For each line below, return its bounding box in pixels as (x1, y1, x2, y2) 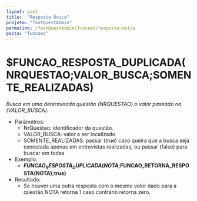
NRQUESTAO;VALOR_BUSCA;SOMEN (6, 68, 192, 82)
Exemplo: (14, 156, 38, 163)
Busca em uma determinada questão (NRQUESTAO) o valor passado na (6, 101, 182, 108)
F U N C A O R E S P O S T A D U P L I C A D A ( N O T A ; (23, 162, 121, 170)
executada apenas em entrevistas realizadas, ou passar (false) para (23, 143, 188, 150)
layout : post (6, 8, 38, 15)
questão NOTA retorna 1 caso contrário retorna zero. (23, 188, 151, 195)
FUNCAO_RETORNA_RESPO (120, 162, 189, 169)
